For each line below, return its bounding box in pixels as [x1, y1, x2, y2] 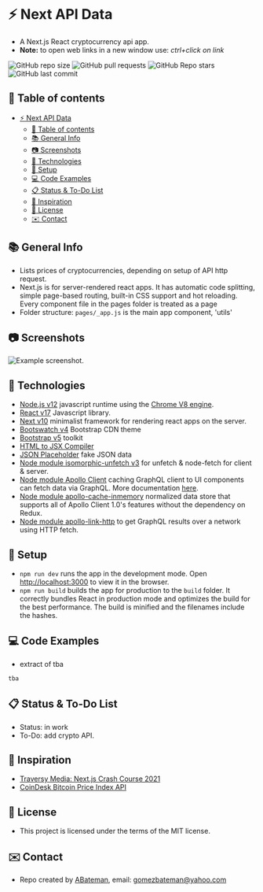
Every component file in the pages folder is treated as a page [19, 299, 217, 309]
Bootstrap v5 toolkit [19, 433, 84, 442]
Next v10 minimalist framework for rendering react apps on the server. [19, 416, 247, 426]
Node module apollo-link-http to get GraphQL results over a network [19, 516, 241, 527]
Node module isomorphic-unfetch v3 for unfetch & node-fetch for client [19, 458, 253, 468]
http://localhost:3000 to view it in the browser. [19, 577, 170, 587]
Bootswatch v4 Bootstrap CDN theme [19, 425, 141, 435]
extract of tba [19, 659, 64, 668]
